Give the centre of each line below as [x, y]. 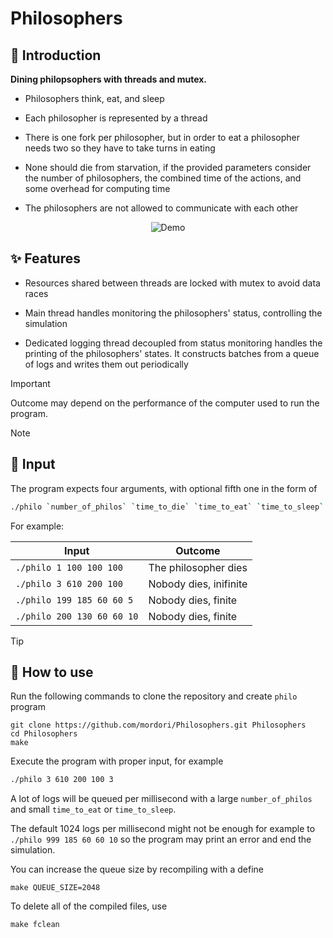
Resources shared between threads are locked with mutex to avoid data [172, 283]
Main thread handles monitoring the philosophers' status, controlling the [173, 313]
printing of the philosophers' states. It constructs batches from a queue [172, 353]
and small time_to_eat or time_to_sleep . [93, 809]
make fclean [35, 925]
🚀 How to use [52, 672]
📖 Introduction [56, 55]
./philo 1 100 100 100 [69, 567]
